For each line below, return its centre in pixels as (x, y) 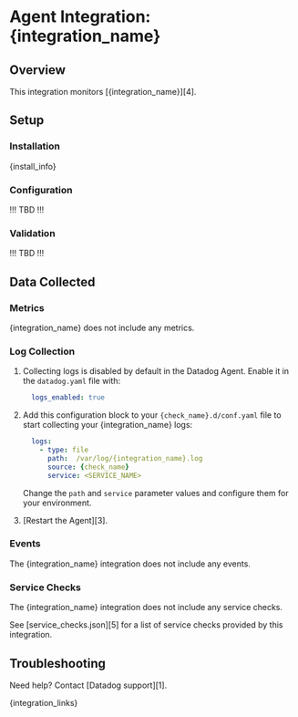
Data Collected (52, 281)
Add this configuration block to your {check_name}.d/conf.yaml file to (152, 415)
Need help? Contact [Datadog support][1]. (88, 685)
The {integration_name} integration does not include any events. (130, 564)
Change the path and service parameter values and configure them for (155, 493)
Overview (38, 70)
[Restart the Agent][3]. (65, 520)
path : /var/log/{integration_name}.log (125, 458)
